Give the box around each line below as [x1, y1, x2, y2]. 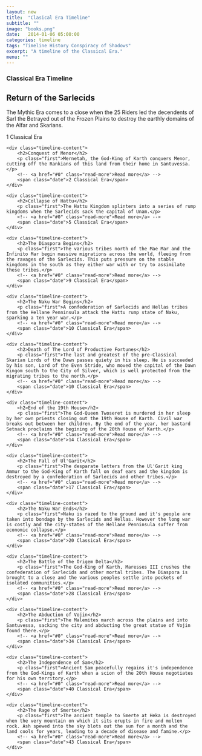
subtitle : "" [6, 20, 39, 26]
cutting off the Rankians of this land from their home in [6, 161, 158, 167]
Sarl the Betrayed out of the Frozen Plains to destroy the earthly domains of [6, 115, 195, 122]
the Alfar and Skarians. [6, 122, 64, 129]
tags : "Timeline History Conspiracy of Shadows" [6, 43, 131, 49]
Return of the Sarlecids [6, 92, 96, 103]
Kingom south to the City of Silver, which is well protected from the [6, 368, 191, 374]
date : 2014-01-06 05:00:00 [6, 32, 80, 38]
